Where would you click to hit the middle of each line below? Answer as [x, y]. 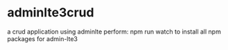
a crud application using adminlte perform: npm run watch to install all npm [114, 32]
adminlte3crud [51, 13]
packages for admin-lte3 [43, 38]
